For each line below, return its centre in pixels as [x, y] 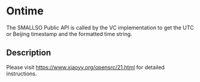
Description [29, 53]
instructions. [22, 74]
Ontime [25, 11]
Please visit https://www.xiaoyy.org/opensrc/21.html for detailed [86, 67]
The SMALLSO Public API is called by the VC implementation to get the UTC [100, 28]
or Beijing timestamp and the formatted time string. [69, 34]
